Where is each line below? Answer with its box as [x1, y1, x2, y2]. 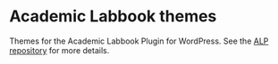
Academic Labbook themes [9, 6, 217, 27]
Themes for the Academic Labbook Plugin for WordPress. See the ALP [9, 36, 269, 46]
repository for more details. [9, 44, 110, 55]
